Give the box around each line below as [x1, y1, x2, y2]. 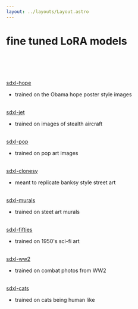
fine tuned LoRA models [6, 34, 128, 48]
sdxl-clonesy [6, 167, 38, 174]
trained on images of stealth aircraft [14, 120, 103, 127]
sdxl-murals [6, 197, 36, 204]
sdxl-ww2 [6, 255, 31, 262]
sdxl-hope [6, 79, 32, 86]
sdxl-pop [6, 138, 29, 145]
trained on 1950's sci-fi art [14, 237, 80, 244]
